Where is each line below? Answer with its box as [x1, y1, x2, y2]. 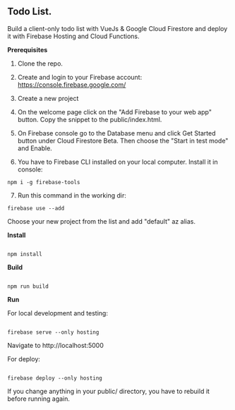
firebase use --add [7, 205, 65, 212]
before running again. [7, 394, 71, 403]
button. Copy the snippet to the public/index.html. [17, 115, 162, 123]
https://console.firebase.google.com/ [17, 80, 126, 89]
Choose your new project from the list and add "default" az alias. [7, 217, 196, 225]
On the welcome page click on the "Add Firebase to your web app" [17, 107, 212, 116]
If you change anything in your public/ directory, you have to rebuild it [7, 387, 210, 395]
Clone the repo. [17, 59, 64, 68]
